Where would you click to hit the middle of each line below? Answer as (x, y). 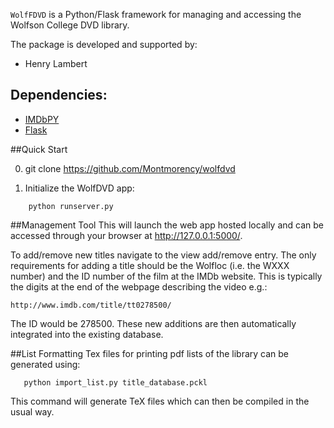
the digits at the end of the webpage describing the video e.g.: (139, 286)
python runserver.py (71, 206)
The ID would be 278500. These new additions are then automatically (153, 323)
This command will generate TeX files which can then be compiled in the (160, 401)
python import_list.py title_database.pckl (115, 382)
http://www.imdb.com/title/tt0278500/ (91, 305)
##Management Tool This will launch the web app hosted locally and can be (167, 225)
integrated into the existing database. (87, 334)
